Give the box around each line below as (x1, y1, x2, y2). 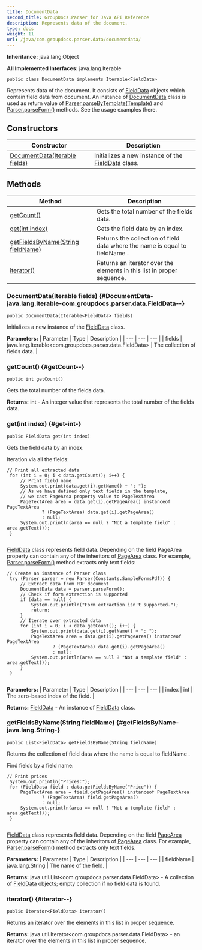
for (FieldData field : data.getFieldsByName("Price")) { (9, 784, 158, 790)
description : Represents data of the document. (7, 20, 128, 26)
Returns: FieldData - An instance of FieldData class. (7, 704, 135, 711)
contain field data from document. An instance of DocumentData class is (7, 94, 186, 100)
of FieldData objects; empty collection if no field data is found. (7, 880, 161, 887)
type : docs (7, 25, 34, 32)
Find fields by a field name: (7, 762, 74, 769)
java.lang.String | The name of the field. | (7, 862, 108, 869)
